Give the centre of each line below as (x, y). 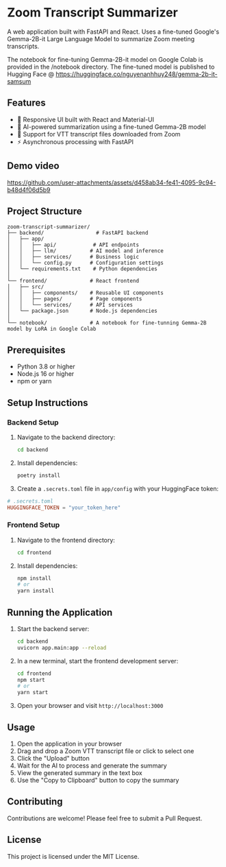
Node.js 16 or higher (46, 374)
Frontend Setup (34, 525)
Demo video (33, 166)
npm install (34, 578)
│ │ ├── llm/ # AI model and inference (86, 251)
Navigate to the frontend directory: (66, 540)
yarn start (33, 693)
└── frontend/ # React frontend (73, 281)
